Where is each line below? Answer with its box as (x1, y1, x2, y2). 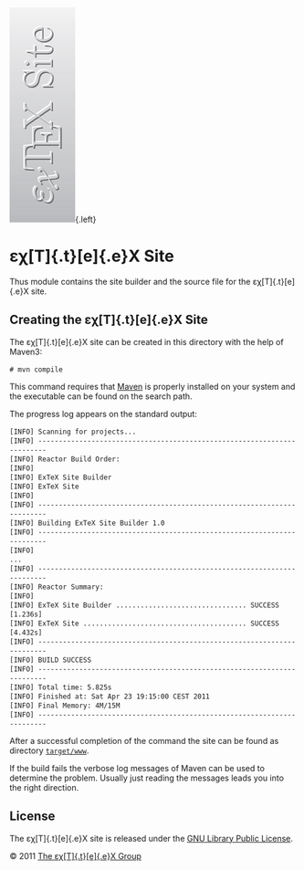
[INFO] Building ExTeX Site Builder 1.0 (9, 519, 166, 528)
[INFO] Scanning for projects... (9, 427, 137, 436)
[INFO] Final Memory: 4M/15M (9, 701, 121, 710)
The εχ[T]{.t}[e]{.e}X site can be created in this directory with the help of (9, 336, 285, 347)
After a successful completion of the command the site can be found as (9, 735, 279, 746)
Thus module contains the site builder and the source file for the (9, 276, 251, 287)
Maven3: (9, 346, 43, 357)
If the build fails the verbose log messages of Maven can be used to (9, 762, 265, 773)
